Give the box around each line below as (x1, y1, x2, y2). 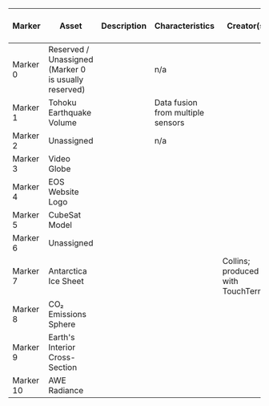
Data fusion (154, 97, 198, 108)
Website (47, 186, 79, 197)
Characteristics (154, 20, 215, 31)
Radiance (47, 385, 84, 396)
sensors (154, 117, 185, 128)
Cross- (47, 352, 76, 363)
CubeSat (47, 209, 82, 220)
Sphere (47, 319, 76, 330)
